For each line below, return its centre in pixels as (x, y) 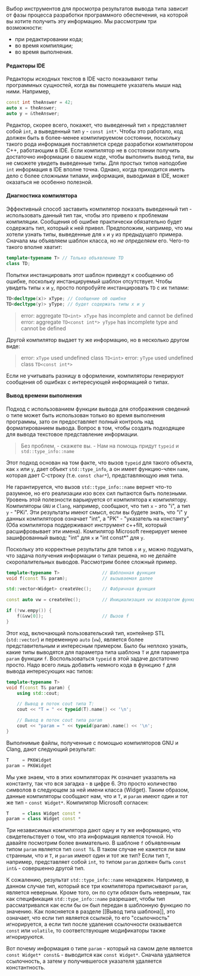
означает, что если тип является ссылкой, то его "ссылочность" (88, 918)
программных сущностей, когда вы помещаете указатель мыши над (94, 85)
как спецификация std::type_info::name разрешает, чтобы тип (86, 899)
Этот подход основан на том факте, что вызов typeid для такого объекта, (100, 463)
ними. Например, (28, 91)
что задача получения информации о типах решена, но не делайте (91, 555)
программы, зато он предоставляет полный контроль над (80, 421)
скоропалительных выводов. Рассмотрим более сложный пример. (92, 562)
